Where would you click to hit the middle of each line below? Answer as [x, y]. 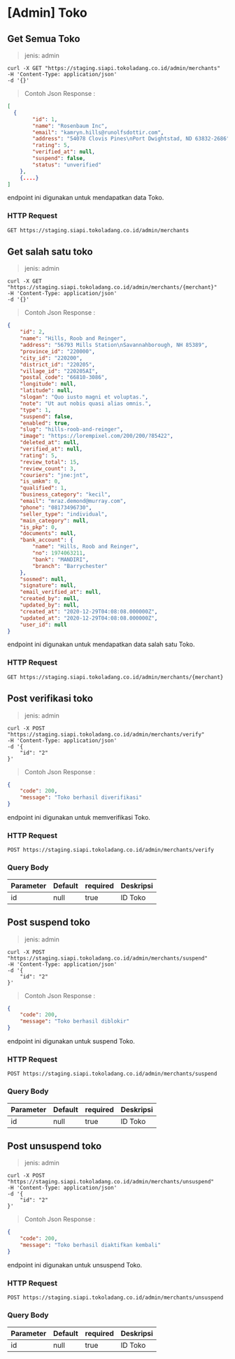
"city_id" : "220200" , [51, 358]
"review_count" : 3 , [48, 469]
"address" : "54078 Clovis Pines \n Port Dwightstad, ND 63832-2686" [131, 139]
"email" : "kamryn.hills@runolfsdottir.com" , [98, 132]
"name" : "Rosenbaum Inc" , [70, 126]
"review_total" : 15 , [50, 462]
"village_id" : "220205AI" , [59, 371]
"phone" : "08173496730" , [56, 507]
